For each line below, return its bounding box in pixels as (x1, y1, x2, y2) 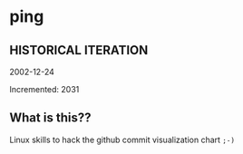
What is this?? (9, 111, 92, 126)
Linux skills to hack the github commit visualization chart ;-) (9, 134, 236, 145)
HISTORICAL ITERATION (9, 43, 149, 58)
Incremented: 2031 (9, 84, 80, 94)
